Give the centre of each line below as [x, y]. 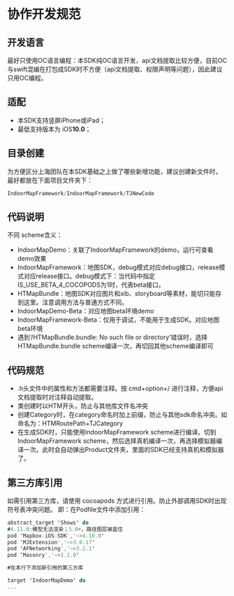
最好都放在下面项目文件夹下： [50, 180]
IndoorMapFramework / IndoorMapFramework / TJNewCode [81, 193]
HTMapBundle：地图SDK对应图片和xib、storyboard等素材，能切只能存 [119, 294]
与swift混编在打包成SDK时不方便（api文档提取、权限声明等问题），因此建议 [115, 69]
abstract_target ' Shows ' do [48, 523]
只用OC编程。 [27, 78]
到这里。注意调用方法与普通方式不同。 [72, 302]
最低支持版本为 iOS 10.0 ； [54, 129]
